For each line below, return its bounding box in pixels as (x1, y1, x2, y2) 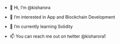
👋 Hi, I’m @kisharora (9, 5, 51, 10)
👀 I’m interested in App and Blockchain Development (9, 14, 116, 20)
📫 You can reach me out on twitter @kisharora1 (9, 33, 106, 39)
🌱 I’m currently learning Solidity (9, 23, 73, 29)
